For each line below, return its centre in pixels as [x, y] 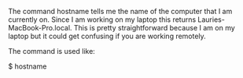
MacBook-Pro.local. [40, 28]
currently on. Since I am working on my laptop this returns [102, 19]
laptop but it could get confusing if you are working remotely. [107, 36]
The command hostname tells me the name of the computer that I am [120, 11]
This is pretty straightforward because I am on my [155, 28]
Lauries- [212, 19]
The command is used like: [52, 51]
